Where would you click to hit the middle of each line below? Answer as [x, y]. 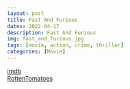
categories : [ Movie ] [37, 52]
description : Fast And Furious [52, 33]
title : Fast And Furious [42, 20]
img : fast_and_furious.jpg [45, 39]
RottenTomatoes [30, 78]
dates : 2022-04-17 [33, 26]
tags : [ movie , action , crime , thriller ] [66, 45]
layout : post [26, 13]
